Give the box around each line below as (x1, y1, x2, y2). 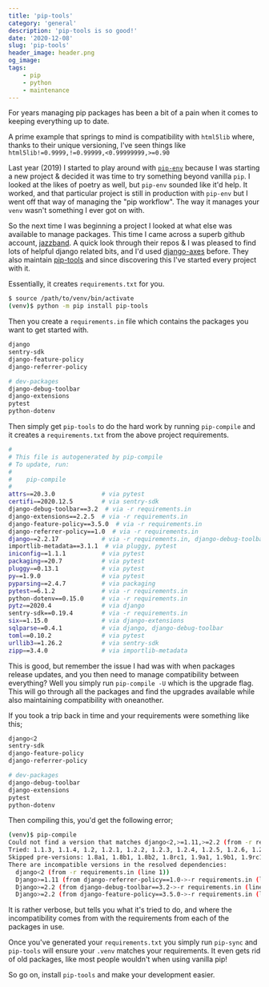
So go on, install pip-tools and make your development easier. (8, 970, 215, 980)
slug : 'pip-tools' (8, 42, 70, 50)
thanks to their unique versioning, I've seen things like (8, 141, 187, 150)
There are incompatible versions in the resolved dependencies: (8, 861, 227, 869)
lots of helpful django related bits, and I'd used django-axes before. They (8, 247, 250, 256)
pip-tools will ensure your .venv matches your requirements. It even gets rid (8, 946, 261, 956)
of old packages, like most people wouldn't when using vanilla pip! (8, 954, 228, 965)
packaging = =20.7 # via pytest (8, 557, 146, 565)
